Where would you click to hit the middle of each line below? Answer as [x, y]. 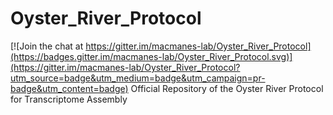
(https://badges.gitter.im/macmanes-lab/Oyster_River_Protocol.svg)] [151, 56]
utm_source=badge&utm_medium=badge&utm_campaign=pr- [138, 78]
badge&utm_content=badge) [69, 88]
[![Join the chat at [47, 46]
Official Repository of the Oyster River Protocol [227, 88]
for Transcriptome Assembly [69, 99]
